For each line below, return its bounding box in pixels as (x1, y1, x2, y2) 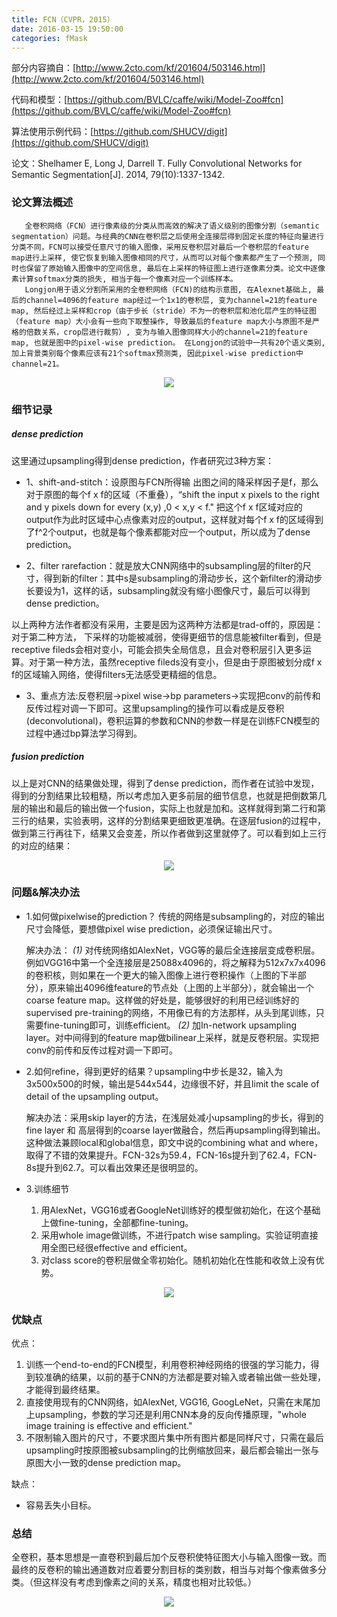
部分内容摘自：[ (11, 62, 77, 74)
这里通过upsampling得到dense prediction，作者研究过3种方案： (11, 454, 275, 466)
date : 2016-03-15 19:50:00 (11, 24, 124, 34)
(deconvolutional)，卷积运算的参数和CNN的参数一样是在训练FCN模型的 (25, 714, 321, 726)
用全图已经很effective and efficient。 (40, 1241, 193, 1253)
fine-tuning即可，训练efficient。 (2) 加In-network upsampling (43, 1019, 298, 1031)
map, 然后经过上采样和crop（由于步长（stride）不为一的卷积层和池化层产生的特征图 (11, 306, 317, 316)
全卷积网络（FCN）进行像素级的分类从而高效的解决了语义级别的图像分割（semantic (24, 221, 320, 231)
